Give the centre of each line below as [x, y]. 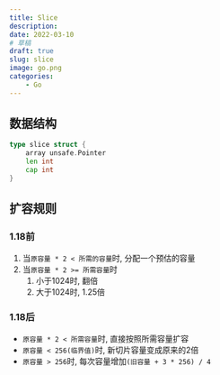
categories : [31, 77]
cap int [40, 170]
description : [34, 26]
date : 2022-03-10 [42, 34]
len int [40, 162]
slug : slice [31, 59]
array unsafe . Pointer [66, 153]
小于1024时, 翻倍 [67, 280]
